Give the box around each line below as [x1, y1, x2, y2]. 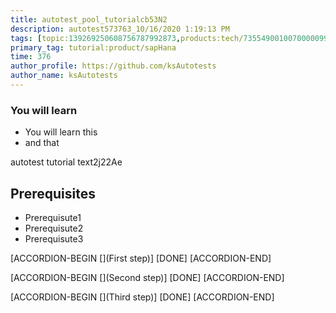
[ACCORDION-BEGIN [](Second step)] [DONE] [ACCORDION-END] [10, 271, 285, 283]
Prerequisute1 [24, 211, 82, 223]
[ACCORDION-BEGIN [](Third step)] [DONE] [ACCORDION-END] [10, 291, 275, 303]
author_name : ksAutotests [10, 71, 118, 81]
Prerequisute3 [24, 232, 84, 245]
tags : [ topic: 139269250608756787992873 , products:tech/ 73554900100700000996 [10, 33, 333, 43]
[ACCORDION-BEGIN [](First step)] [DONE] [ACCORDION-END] [10, 252, 272, 264]
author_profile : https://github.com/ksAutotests [10, 61, 217, 71]
